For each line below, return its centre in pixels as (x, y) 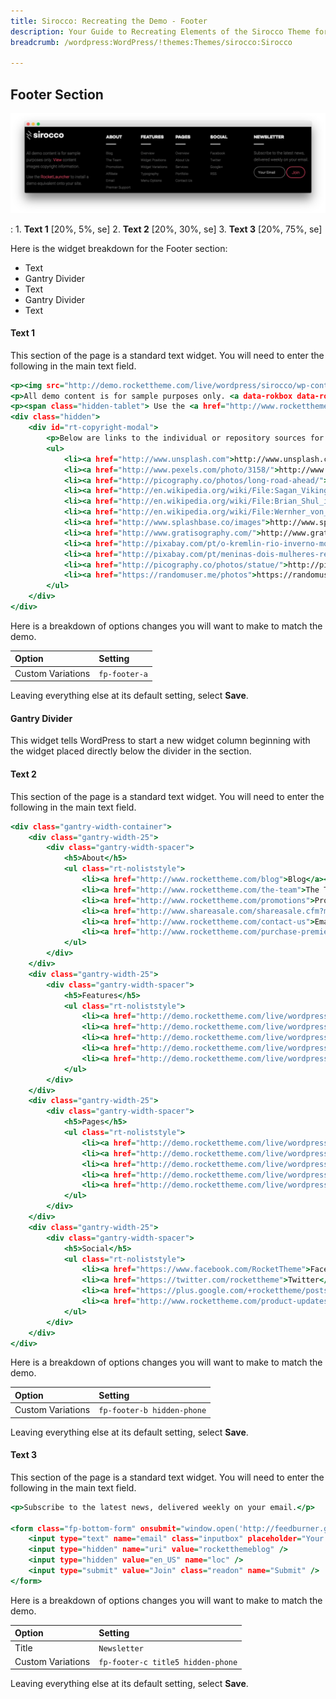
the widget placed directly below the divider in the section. (131, 751)
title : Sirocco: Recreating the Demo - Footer (109, 21)
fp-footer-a (123, 674)
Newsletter (121, 1648)
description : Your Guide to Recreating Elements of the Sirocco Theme (160, 31)
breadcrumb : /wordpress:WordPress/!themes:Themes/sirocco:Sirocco (151, 42)
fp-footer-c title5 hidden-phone (168, 1662)
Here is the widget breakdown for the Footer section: (119, 248)
